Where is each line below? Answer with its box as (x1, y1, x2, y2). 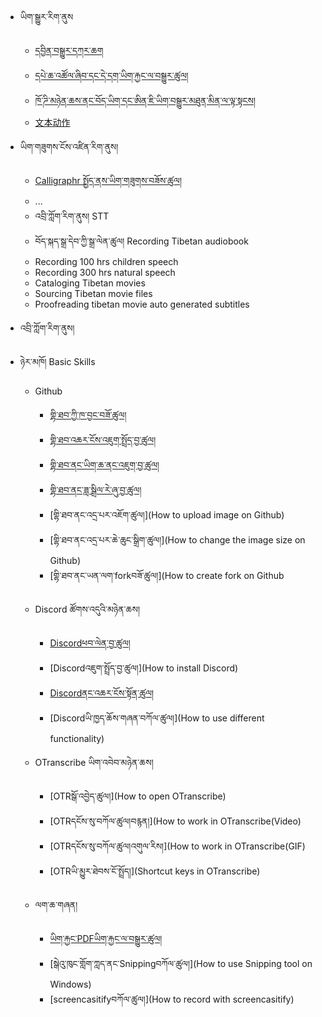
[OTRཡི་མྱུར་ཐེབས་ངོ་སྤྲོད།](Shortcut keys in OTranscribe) (49, 865, 261, 877)
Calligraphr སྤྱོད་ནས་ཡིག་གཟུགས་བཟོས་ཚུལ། (34, 175, 182, 186)
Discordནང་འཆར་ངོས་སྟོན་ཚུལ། (49, 687, 155, 699)
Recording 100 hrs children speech (34, 256, 179, 267)
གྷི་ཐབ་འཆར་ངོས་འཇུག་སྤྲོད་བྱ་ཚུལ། (49, 434, 157, 446)
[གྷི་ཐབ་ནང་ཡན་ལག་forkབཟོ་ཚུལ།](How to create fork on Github (49, 570, 285, 581)
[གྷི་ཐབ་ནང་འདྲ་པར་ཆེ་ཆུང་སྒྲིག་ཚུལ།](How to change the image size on (49, 534, 306, 546)
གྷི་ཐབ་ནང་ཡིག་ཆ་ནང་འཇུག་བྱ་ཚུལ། (49, 459, 160, 471)
